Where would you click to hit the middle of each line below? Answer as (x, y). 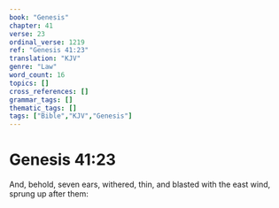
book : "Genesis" (39, 17)
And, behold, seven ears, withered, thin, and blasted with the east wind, (140, 185)
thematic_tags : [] (43, 108)
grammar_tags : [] (41, 100)
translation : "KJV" (45, 58)
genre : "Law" (33, 67)
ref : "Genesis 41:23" (49, 50)
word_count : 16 (37, 75)
